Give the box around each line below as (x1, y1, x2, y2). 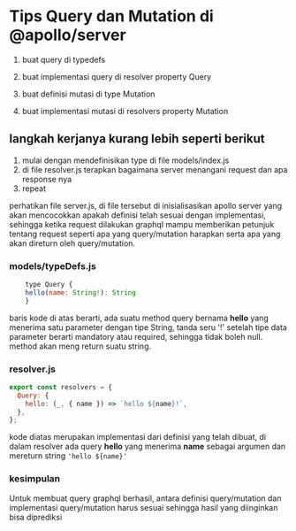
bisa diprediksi (9, 512, 63, 522)
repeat (21, 183, 47, 194)
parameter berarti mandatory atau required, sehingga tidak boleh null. (9, 331, 263, 342)
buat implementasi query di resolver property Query (21, 71, 212, 81)
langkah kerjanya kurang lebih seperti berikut (9, 131, 265, 147)
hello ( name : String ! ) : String (25, 288, 137, 297)
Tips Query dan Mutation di (9, 6, 214, 27)
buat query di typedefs (21, 54, 106, 65)
